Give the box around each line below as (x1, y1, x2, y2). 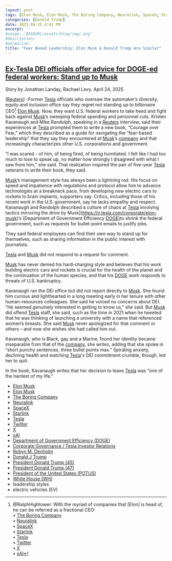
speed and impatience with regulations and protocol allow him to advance (5, 183, 161, 189)
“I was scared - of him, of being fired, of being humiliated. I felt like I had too (5, 151, 166, 157)
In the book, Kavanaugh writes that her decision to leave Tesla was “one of (5, 367, 163, 374)
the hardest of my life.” (5, 373, 54, 379)
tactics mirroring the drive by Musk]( (5, 210, 83, 216)
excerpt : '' (5, 27, 31, 32)
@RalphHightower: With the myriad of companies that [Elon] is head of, (12, 501, 163, 508)
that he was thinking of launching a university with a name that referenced (5, 315, 162, 321)
